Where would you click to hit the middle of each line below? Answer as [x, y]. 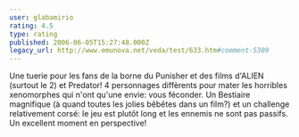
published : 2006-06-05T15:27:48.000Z [79, 42]
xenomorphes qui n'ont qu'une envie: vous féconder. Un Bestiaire [130, 95]
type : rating [33, 34]
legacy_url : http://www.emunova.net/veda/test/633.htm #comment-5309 [139, 51]
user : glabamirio [42, 17]
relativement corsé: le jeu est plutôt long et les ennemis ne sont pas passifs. [149, 114]
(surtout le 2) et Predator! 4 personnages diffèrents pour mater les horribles [149, 85]
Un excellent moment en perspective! [78, 123]
